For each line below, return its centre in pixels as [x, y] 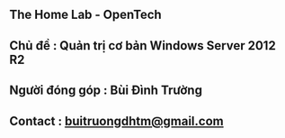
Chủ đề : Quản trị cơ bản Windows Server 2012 [142, 46]
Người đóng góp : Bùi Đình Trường [106, 91]
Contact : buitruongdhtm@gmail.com [116, 121]
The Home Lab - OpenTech [85, 15]
